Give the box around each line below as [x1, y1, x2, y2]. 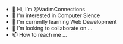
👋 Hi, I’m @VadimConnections [11, 6, 85, 12]
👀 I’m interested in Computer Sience [11, 12, 100, 19]
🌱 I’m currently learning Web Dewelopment [11, 18, 117, 25]
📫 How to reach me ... [11, 32, 67, 38]
